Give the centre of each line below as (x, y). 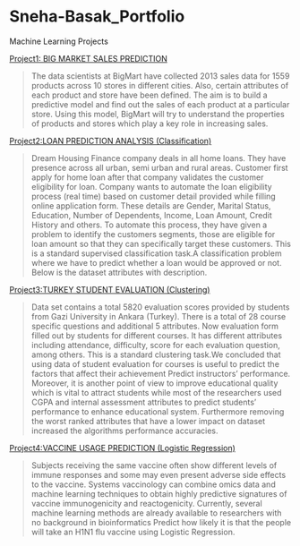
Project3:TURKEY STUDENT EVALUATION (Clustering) (110, 289)
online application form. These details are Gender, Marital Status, (151, 205)
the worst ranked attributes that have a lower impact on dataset (148, 421)
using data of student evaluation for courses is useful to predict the (155, 363)
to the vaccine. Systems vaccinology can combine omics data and (153, 484)
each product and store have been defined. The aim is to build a (149, 95)
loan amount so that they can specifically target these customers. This (161, 243)
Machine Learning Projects (59, 41)
